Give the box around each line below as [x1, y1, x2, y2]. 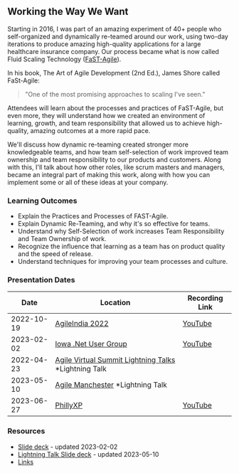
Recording [187, 293, 223, 303]
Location [100, 298, 131, 308]
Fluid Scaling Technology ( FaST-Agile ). [7, 55, 122, 63]
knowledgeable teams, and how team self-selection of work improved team [7, 147, 229, 156]
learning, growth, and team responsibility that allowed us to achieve [7, 119, 206, 127]
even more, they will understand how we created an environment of [7, 111, 206, 119]
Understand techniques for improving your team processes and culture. [17, 257, 228, 266]
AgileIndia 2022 [55, 319, 109, 329]
